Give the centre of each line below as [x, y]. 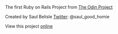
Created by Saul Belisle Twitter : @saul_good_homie [57, 17]
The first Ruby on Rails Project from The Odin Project [59, 7]
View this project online [29, 26]
